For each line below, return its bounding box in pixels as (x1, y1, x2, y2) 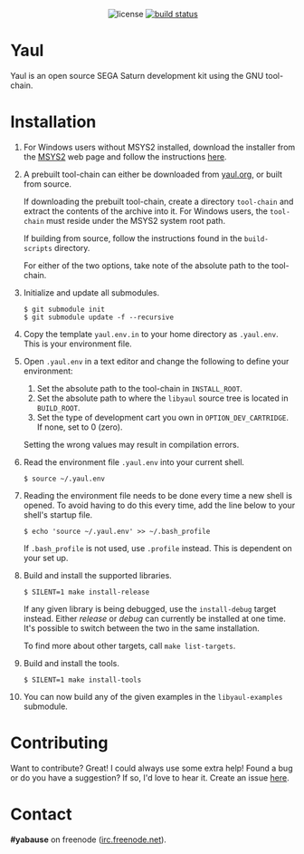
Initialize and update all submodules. (23, 286, 160, 298)
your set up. (23, 552, 69, 563)
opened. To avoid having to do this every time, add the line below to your (23, 500, 296, 510)
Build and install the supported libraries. (23, 569, 173, 580)
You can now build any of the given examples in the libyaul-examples (23, 691, 283, 702)
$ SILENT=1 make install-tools (23, 675, 142, 684)
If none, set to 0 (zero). (36, 422, 123, 432)
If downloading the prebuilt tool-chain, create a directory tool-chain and (23, 196, 294, 207)
